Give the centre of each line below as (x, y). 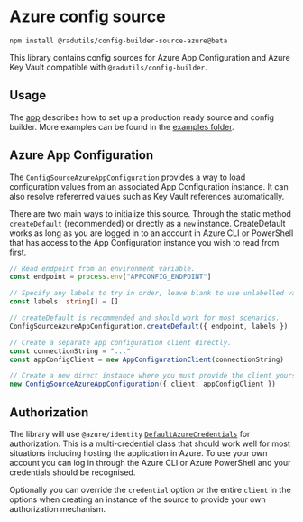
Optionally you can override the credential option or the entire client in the (150, 490)
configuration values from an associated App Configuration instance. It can (149, 186)
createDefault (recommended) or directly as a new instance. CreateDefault (147, 223)
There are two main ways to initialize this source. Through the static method (150, 213)
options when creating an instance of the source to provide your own (138, 499)
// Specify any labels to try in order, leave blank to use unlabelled (147, 294)
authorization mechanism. (58, 509)
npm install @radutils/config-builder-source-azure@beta (119, 41)
